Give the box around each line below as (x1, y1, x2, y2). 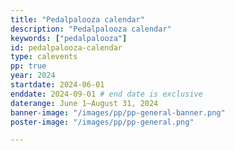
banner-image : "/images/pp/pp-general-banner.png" (10, 107, 226, 118)
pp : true (10, 61, 47, 71)
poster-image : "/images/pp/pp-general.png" (10, 117, 195, 127)
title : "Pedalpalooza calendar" (10, 14, 145, 25)
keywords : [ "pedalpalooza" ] (10, 33, 128, 43)
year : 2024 (10, 71, 56, 81)
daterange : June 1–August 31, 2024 (10, 98, 159, 108)
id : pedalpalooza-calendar (10, 42, 123, 53)
